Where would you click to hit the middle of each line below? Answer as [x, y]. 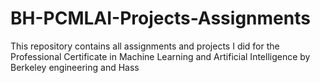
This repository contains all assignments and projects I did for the [145, 46]
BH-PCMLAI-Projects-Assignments [160, 18]
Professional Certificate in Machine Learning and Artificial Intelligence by [160, 56]
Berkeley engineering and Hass [75, 67]
